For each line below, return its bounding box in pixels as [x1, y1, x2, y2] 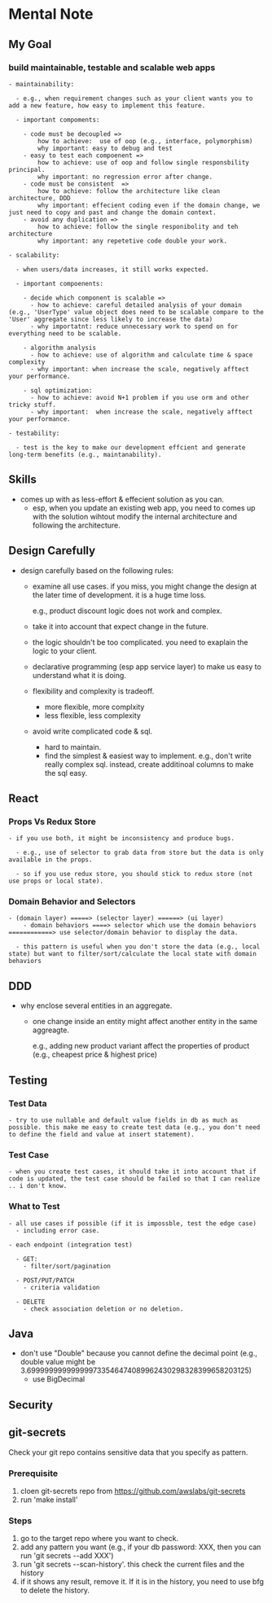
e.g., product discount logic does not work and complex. [32, 606, 222, 615]
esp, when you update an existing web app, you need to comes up [32, 502, 256, 513]
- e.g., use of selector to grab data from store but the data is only [15, 848, 265, 857]
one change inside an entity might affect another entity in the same [32, 1017, 258, 1027]
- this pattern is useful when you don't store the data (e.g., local [15, 943, 261, 951]
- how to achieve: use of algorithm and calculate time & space [29, 351, 253, 359]
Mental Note [8, 5, 94, 24]
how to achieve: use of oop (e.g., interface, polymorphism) [37, 137, 253, 145]
